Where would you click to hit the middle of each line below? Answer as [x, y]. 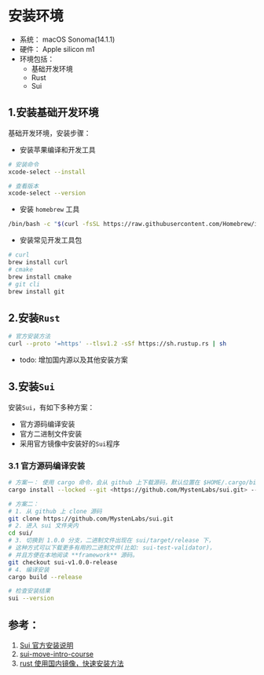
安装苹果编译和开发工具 [57, 149]
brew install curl [38, 262]
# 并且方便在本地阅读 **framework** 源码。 [73, 555]
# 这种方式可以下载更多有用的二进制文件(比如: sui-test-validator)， [112, 548]
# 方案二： [24, 504]
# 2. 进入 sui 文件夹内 [43, 526]
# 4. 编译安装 [29, 570]
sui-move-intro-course [57, 654]
